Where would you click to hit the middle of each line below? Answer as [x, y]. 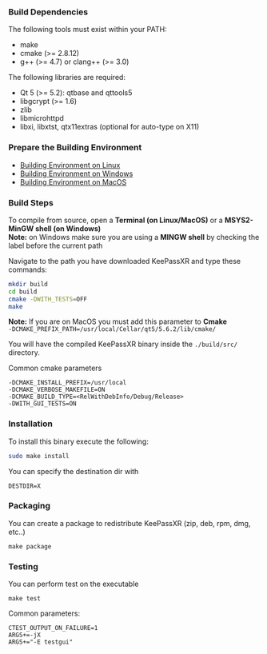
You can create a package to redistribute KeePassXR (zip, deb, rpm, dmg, [130, 523]
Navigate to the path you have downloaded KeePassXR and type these [125, 261]
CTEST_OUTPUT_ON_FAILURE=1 [53, 628]
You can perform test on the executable [74, 584]
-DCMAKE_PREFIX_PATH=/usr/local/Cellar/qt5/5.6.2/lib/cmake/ [112, 329]
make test [25, 599]
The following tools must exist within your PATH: [88, 30]
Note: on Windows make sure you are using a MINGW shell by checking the [134, 237]
